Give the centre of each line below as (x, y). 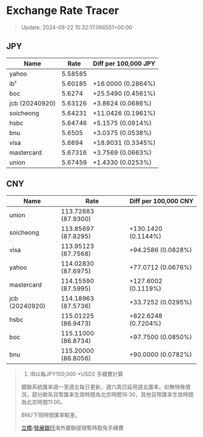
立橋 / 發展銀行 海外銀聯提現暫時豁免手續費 (72, 427)
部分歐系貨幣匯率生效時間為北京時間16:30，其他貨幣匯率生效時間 (113, 394)
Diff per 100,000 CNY (162, 201)
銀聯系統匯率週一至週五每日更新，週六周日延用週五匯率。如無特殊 (103, 387)
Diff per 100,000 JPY (124, 63)
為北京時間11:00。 (43, 402)
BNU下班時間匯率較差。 (50, 415)
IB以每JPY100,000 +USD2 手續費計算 (77, 374)
